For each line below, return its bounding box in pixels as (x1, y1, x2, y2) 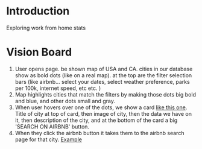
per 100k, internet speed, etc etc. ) (14, 84, 101, 92)
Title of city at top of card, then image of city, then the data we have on (14, 110, 192, 117)
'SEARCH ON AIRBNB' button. (14, 122, 89, 130)
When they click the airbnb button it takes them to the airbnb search (14, 129, 185, 136)
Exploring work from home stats (6, 24, 86, 31)
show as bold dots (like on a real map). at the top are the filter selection (14, 71, 192, 79)
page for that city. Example (14, 136, 83, 143)
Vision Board (6, 45, 72, 59)
